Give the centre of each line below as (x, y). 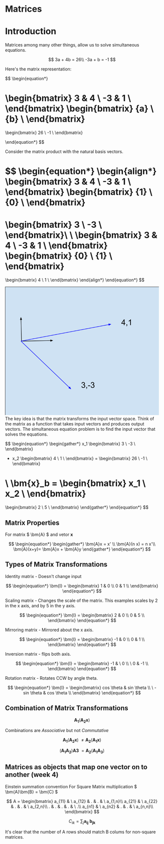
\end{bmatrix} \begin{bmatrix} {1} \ (79, 192)
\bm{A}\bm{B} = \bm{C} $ (31, 792)
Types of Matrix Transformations (56, 565)
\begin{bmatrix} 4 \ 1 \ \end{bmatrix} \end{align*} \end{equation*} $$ (75, 280)
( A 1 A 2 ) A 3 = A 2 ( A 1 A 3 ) (82, 751)
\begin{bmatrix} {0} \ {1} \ (59, 256)
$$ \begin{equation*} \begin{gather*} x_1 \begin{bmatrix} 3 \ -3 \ (70, 444)
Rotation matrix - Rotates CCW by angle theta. (51, 678)
